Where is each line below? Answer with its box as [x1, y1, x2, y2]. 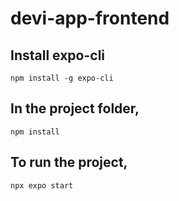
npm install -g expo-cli [10, 73, 114, 83]
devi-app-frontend [10, 7, 170, 30]
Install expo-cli [10, 47, 106, 64]
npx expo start [10, 180, 74, 191]
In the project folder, [10, 100, 140, 117]
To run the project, [10, 154, 128, 171]
